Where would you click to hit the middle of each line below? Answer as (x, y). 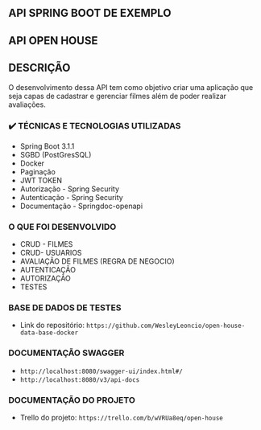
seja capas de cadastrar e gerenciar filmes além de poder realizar (118, 96)
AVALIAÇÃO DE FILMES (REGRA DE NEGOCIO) (97, 261)
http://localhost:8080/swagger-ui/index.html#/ (101, 371)
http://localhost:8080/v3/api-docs (80, 380)
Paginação (38, 171)
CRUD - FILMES (46, 244)
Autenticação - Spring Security (71, 197)
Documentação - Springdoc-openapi (81, 206)
